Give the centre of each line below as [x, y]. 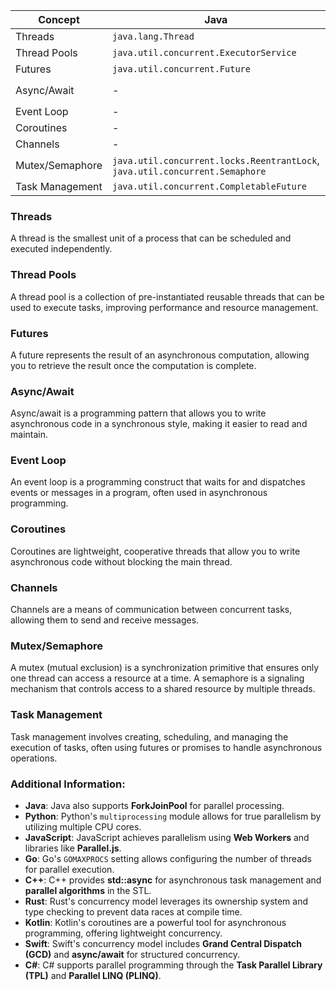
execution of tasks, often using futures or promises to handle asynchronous [166, 747]
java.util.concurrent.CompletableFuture [209, 186]
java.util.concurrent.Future [181, 69]
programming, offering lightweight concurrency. [123, 933]
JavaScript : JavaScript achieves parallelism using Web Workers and [167, 837]
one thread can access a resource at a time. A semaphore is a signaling [157, 678]
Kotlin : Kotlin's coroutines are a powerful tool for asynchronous [155, 922]
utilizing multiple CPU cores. [83, 826]
